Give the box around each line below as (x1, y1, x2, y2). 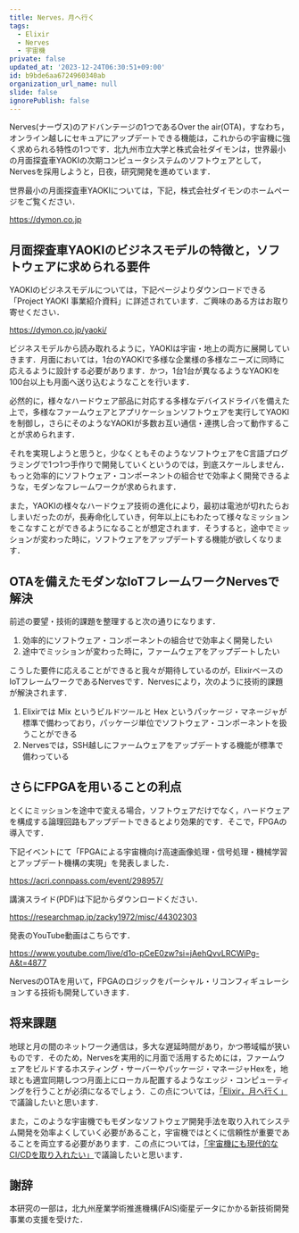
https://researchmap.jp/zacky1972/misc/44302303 (9, 912, 198, 922)
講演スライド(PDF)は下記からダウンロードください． (9, 894, 203, 904)
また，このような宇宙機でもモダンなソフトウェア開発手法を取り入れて (9, 1115, 268, 1126)
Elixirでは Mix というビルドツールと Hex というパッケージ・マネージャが (21, 706, 287, 717)
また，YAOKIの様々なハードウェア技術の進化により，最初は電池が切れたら (9, 501, 282, 512)
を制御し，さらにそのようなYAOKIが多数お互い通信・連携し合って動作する (9, 418, 283, 429)
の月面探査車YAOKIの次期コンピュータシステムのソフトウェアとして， (9, 155, 266, 166)
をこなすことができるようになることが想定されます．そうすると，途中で (9, 523, 275, 534)
